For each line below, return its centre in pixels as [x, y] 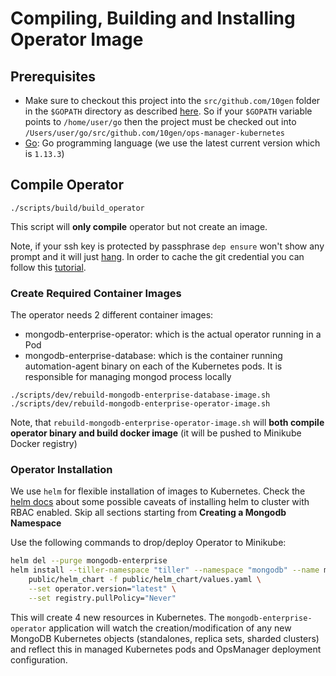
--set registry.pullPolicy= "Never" [102, 598]
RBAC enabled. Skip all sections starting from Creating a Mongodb [148, 513]
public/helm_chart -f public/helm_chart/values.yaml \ [145, 580]
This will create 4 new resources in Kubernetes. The [117, 617]
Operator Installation [61, 470]
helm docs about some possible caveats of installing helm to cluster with [160, 502]
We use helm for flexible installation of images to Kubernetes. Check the [158, 491]
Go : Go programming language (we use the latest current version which [172, 143]
